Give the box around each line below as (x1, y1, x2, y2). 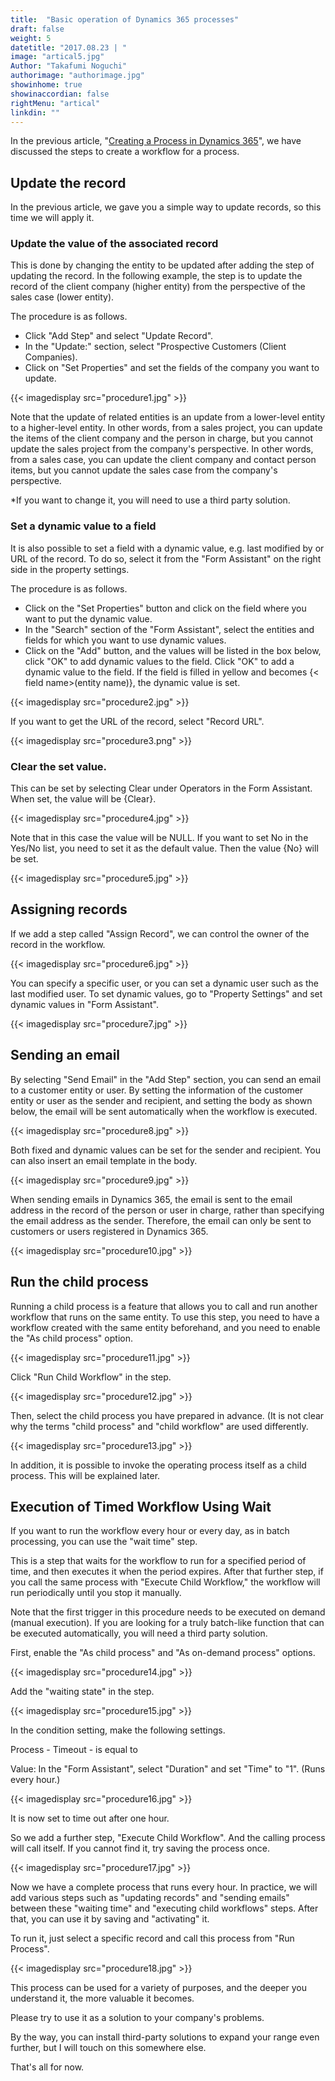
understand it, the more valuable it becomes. (10, 1992, 195, 2005)
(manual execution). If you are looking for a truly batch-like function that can (10, 1617, 325, 1629)
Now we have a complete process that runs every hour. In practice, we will (10, 1881, 318, 1893)
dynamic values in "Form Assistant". (10, 998, 159, 1010)
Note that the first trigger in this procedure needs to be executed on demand (10, 1606, 326, 1618)
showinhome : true (10, 80, 83, 90)
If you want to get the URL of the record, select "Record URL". (10, 715, 265, 727)
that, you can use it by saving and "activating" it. (10, 1913, 210, 1925)
